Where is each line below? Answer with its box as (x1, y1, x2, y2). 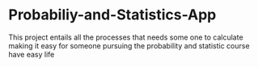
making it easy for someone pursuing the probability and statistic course (8, 40, 250, 50)
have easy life (8, 49, 55, 59)
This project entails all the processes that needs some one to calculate (8, 32, 244, 42)
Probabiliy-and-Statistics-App (8, 6, 217, 24)
